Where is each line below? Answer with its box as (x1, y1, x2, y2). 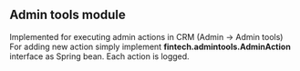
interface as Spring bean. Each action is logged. (9, 50, 190, 62)
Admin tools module (9, 7, 126, 23)
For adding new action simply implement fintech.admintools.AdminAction (9, 41, 292, 52)
